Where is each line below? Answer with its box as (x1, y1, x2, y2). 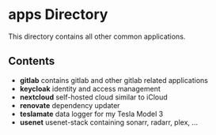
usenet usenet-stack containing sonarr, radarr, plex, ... (19, 117, 199, 127)
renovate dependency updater (19, 100, 120, 110)
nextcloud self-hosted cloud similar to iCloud (19, 92, 168, 102)
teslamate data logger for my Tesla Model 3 (19, 109, 164, 118)
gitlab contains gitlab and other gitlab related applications (19, 75, 208, 84)
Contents (8, 54, 55, 68)
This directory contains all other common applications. (8, 32, 186, 41)
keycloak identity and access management (19, 84, 161, 93)
